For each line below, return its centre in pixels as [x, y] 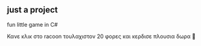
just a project [32, 10]
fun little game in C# [32, 24]
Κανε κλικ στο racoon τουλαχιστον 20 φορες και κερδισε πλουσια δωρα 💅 [101, 36]
